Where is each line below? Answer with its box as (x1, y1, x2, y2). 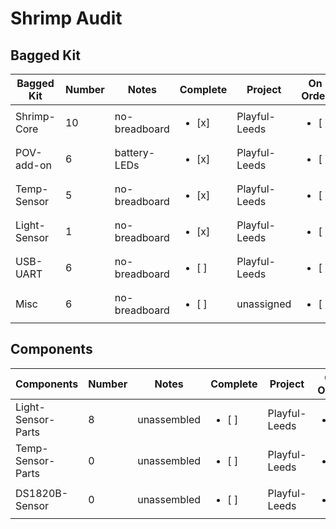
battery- (114, 146, 156, 159)
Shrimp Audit (10, 7, 123, 30)
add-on (15, 158, 52, 172)
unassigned (236, 297, 292, 311)
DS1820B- (15, 486, 69, 500)
